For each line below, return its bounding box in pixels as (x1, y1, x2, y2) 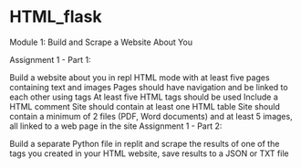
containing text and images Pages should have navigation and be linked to (9, 81, 289, 92)
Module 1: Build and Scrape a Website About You (9, 37, 193, 47)
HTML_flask (9, 6, 102, 27)
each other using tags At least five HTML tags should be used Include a (9, 91, 278, 102)
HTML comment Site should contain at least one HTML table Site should (9, 100, 281, 111)
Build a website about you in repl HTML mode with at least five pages (9, 71, 271, 83)
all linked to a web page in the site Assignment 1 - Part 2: (9, 121, 223, 131)
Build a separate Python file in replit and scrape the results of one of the (9, 138, 280, 149)
